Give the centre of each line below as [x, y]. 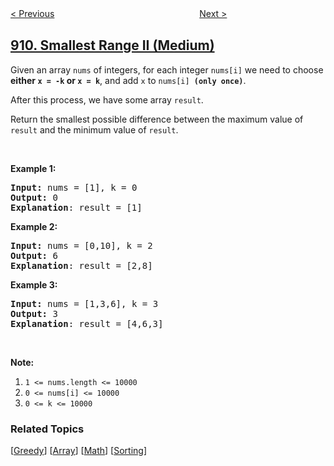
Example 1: [33, 168]
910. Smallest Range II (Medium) [112, 45]
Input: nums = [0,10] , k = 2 [81, 245]
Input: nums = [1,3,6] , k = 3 [84, 303]
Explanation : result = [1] [76, 207]
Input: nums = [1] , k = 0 [74, 187]
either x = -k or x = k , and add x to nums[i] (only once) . [128, 80]
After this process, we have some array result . [107, 99]
